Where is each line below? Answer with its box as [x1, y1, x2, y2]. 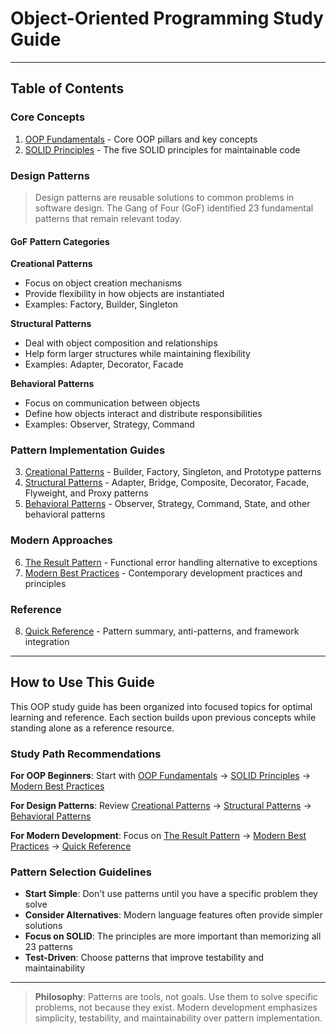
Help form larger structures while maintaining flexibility [24, 348, 251, 360]
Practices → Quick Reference [10, 840, 132, 852]
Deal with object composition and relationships [24, 337, 218, 349]
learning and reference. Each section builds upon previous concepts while [10, 711, 317, 723]
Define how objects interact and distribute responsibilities [24, 408, 263, 420]
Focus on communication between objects [24, 397, 201, 409]
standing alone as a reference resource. [10, 722, 175, 734]
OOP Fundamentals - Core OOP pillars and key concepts [24, 133, 258, 145]
